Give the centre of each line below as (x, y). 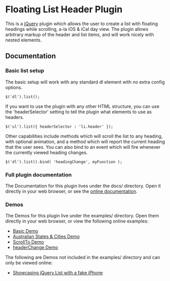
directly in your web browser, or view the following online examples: (77, 221)
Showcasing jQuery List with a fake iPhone (58, 273)
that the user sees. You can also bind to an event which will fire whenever (83, 147)
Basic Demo (25, 231)
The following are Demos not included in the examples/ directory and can (83, 257)
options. (14, 87)
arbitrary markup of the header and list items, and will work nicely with (80, 34)
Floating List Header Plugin (64, 9)
